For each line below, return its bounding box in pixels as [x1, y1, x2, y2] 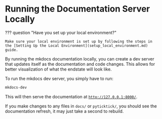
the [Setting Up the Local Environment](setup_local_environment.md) [5, 43, 148, 48]
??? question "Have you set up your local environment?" [5, 30, 117, 35]
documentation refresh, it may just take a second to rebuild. [5, 108, 124, 114]
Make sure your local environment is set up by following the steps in [5, 39, 152, 44]
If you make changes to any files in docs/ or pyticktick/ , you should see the [5, 103, 157, 109]
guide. [5, 47, 18, 52]
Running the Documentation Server [5, 3, 150, 15]
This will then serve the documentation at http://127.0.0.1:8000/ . [5, 93, 138, 100]
